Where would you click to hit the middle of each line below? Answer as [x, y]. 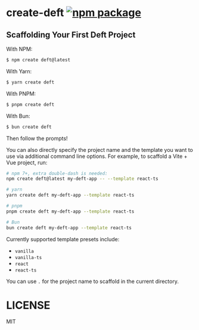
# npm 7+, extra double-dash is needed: [57, 173]
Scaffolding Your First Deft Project [71, 35]
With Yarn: [19, 71]
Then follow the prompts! [37, 138]
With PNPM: [21, 94]
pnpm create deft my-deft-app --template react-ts [70, 211]
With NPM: [19, 49]
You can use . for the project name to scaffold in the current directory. [92, 281]
